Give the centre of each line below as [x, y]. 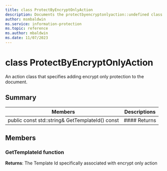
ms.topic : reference [27, 29]
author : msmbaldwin [26, 19]
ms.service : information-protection [43, 24]
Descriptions [140, 112]
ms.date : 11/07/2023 [27, 38]
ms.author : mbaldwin [27, 33]
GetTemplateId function [35, 152]
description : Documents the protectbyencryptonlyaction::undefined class [84, 15]
